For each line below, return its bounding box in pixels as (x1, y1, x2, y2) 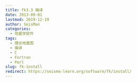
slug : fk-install (5, 64, 43, 69)
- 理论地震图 (10, 41, 34, 46)
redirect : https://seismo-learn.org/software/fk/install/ (5, 69, 132, 74)
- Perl (10, 60, 24, 65)
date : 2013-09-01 (5, 12, 43, 17)
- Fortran (10, 54, 31, 60)
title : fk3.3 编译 (5, 7, 43, 13)
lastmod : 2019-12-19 (5, 17, 50, 22)
